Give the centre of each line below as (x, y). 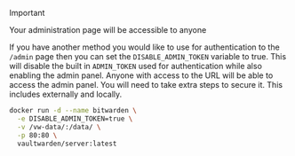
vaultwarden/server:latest (67, 144)
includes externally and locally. (66, 94)
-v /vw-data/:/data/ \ (59, 127)
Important (27, 13)
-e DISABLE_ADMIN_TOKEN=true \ (75, 119)
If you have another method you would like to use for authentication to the (144, 47)
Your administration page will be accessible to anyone (108, 30)
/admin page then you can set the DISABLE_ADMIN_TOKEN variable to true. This (148, 56)
